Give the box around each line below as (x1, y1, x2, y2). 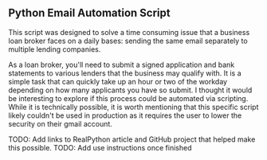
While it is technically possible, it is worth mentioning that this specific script (8, 102, 259, 111)
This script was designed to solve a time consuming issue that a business (8, 27, 250, 37)
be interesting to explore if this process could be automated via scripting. (8, 93, 249, 103)
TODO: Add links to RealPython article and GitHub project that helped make (8, 135, 256, 144)
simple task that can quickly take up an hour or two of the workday (8, 76, 228, 86)
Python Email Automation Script (8, 6, 171, 20)
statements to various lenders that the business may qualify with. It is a (8, 68, 241, 78)
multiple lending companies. (8, 44, 101, 54)
